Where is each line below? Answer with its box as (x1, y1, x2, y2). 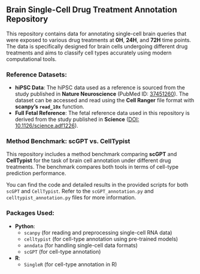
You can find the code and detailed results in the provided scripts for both (6, 181, 189, 188)
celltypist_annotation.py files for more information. (6, 194, 137, 201)
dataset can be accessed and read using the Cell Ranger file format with (14, 97, 195, 104)
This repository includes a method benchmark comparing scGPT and (6, 151, 177, 158)
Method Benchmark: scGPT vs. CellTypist (6, 137, 131, 145)
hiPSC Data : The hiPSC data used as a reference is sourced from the (14, 84, 186, 92)
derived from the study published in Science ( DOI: (14, 116, 140, 123)
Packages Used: (6, 209, 55, 217)
